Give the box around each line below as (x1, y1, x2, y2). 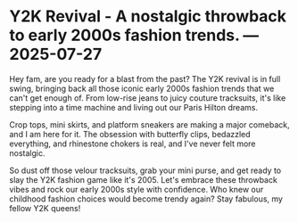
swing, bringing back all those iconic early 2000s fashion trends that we (9, 83, 275, 94)
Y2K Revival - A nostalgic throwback (9, 6, 287, 27)
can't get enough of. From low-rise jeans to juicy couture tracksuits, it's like (9, 92, 286, 103)
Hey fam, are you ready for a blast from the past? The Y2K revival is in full (9, 73, 281, 84)
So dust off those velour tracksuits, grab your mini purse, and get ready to (9, 165, 282, 176)
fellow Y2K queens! (9, 202, 81, 213)
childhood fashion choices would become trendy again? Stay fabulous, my (9, 193, 284, 204)
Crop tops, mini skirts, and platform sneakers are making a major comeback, (9, 119, 290, 130)
